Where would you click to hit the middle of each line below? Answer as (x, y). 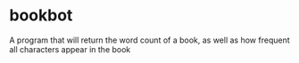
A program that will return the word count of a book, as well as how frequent (149, 40)
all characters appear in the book (70, 49)
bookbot (41, 16)
